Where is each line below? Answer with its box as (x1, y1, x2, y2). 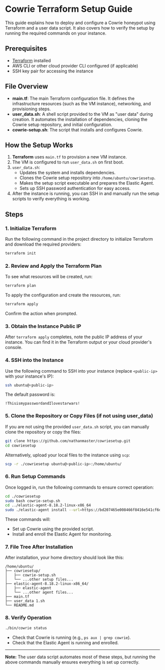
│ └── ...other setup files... (5, 577, 74, 582)
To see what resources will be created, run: (5, 274, 93, 280)
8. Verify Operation (5, 614, 52, 621)
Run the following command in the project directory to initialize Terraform (5, 236, 153, 242)
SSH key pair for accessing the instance (12, 68, 93, 74)
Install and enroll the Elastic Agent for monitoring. (12, 531, 112, 537)
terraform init (5, 251, 36, 256)
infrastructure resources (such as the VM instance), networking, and (12, 100, 151, 106)
